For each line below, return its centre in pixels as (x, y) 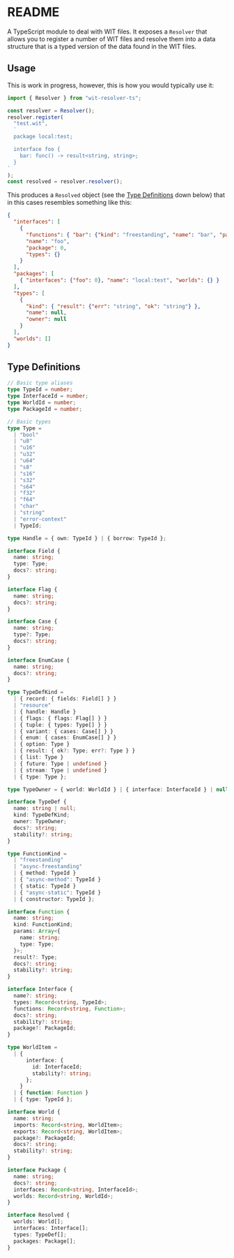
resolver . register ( (36, 117)
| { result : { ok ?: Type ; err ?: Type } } (75, 751)
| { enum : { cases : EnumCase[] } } (65, 738)
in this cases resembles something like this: (70, 203)
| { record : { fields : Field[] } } (65, 699)
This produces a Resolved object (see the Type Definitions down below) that (116, 195)
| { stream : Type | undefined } (61, 770)
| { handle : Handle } (45, 711)
